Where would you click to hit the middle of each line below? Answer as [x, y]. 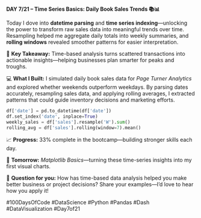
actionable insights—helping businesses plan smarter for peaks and [90, 60]
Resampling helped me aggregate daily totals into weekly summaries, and [97, 36]
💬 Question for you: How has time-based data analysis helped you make [97, 178]
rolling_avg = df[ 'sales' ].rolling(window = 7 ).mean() [74, 128]
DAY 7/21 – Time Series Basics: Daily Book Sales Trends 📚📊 [83, 9]
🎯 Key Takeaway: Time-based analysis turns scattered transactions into [96, 54]
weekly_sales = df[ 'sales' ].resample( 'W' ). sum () [68, 122]
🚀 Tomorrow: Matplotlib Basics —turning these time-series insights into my [99, 160]
